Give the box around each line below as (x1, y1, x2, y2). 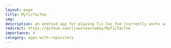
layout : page (5, 7, 33, 12)
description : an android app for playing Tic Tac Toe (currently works (5, 21, 160, 26)
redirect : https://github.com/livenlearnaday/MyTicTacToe (5, 26, 131, 31)
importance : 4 (5, 30, 36, 35)
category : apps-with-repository (5, 35, 74, 40)
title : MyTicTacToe (5, 12, 47, 17)
